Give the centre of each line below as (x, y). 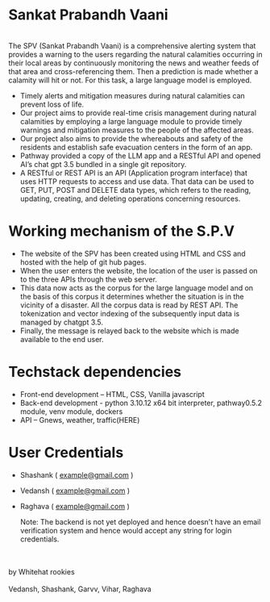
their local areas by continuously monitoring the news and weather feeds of (134, 63)
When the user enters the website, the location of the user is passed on (139, 270)
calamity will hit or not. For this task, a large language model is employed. (130, 80)
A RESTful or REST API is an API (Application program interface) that (133, 173)
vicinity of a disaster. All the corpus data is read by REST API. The (129, 305)
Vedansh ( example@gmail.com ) (75, 491)
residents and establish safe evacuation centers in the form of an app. (136, 147)
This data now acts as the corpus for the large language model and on (137, 287)
